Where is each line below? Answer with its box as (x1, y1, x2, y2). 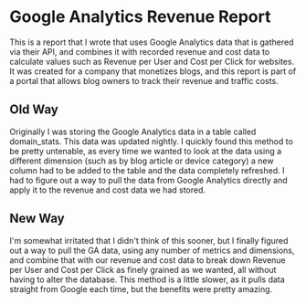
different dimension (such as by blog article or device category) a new (9, 155, 274, 166)
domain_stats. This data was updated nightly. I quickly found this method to (9, 135, 294, 147)
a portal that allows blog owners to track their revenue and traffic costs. (9, 75, 279, 86)
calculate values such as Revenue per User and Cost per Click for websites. (9, 56, 295, 67)
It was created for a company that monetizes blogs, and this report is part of (9, 66, 297, 77)
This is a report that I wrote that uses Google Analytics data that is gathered (9, 37, 294, 47)
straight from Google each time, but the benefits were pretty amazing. (9, 283, 273, 294)
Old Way (9, 102, 59, 118)
